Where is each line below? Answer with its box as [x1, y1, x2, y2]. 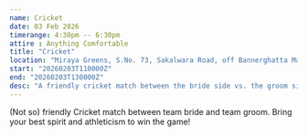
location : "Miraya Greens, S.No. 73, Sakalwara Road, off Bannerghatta [9, 56, 288, 65]
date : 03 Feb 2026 [9, 22, 79, 31]
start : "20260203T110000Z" [9, 65, 112, 74]
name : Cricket [9, 13, 64, 23]
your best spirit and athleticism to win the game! [9, 116, 191, 127]
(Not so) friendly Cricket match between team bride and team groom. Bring [9, 106, 292, 117]
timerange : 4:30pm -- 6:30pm [9, 30, 121, 39]
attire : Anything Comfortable [9, 38, 129, 48]
